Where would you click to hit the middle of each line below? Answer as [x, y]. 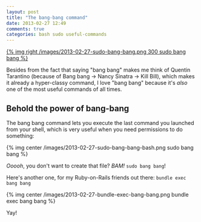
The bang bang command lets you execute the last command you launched [100, 123]
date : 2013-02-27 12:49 [36, 23]
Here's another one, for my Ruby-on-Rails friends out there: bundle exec [96, 177]
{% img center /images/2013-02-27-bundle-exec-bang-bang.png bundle [97, 194]
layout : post [23, 12]
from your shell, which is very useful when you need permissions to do [94, 129]
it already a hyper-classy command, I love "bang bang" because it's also [97, 83]
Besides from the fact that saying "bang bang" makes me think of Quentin [98, 70]
